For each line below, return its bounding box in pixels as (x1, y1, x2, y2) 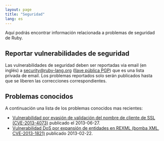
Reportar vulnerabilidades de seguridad (5, 49, 130, 57)
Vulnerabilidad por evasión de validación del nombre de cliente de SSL (12, 115, 156, 120)
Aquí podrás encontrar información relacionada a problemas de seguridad (5, 30, 155, 36)
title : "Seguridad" (5, 12, 45, 17)
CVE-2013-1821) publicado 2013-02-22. (12, 131, 93, 136)
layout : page (5, 7, 32, 12)
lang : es (5, 16, 23, 21)
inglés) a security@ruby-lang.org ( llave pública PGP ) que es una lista (5, 67, 144, 74)
